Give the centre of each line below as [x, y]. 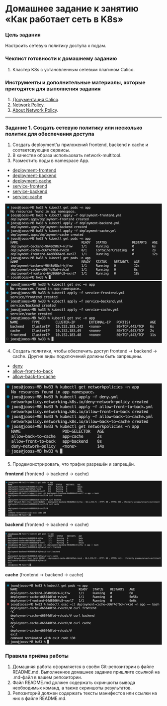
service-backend [30, 191]
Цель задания [23, 35]
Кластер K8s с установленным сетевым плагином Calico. [74, 69]
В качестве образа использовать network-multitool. [67, 156]
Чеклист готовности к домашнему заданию [61, 59]
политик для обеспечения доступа [50, 134]
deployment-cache [32, 181]
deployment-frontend [34, 171]
